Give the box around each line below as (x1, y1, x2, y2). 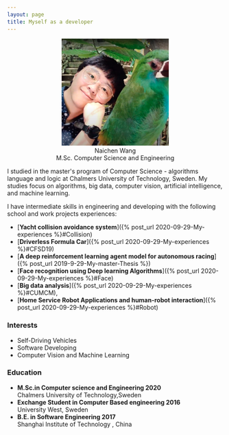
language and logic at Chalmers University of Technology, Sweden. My (7, 175, 208, 183)
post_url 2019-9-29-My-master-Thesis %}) (29, 260, 151, 268)
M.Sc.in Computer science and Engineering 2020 (16, 383, 162, 392)
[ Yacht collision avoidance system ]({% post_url (16, 223, 154, 232)
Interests (7, 320, 38, 330)
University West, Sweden (16, 405, 88, 414)
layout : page (7, 11, 45, 18)
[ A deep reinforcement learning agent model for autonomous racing (16, 252, 215, 260)
